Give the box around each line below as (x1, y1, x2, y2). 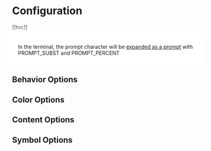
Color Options (12, 94, 65, 104)
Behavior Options (12, 75, 78, 85)
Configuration (12, 4, 83, 18)
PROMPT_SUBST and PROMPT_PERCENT (18, 49, 120, 57)
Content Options (12, 115, 75, 125)
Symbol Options (12, 134, 73, 145)
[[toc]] (12, 24, 28, 31)
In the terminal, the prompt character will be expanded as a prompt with (18, 43, 193, 50)
